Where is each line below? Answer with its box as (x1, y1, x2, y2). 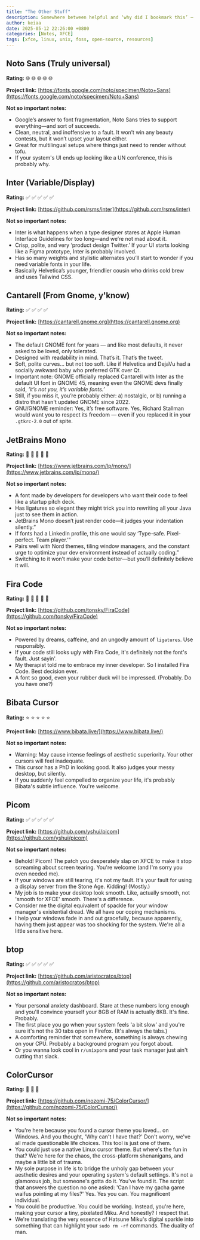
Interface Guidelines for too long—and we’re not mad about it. (14, 235, 167, 242)
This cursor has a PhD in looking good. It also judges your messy (14, 763, 175, 771)
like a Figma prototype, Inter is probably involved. (14, 247, 137, 255)
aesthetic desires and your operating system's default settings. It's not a (14, 1171, 193, 1178)
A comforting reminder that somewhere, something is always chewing (14, 1033, 187, 1040)
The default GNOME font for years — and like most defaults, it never (14, 341, 183, 348)
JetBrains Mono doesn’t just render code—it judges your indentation (14, 518, 183, 525)
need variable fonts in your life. (14, 261, 91, 268)
